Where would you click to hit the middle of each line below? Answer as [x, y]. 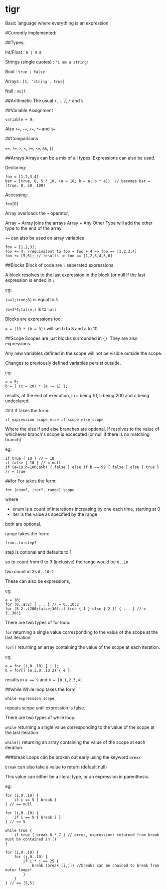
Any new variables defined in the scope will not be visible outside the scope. [84, 353]
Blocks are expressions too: [34, 319]
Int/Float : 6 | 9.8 [23, 52]
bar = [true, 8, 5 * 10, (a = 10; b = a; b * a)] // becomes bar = [78, 181]
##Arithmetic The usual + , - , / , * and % [44, 101]
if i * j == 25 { [41, 861]
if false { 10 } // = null [33, 463]
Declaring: [16, 167]
